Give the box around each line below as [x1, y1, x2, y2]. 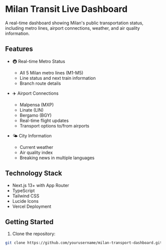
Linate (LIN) [19, 107, 44, 113]
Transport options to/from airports [19, 123, 90, 128]
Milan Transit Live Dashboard [5, 3, 127, 15]
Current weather [19, 144, 53, 150]
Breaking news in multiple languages [19, 155, 95, 161]
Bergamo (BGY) [19, 112, 52, 118]
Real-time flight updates [19, 118, 69, 124]
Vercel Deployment [12, 203, 51, 209]
